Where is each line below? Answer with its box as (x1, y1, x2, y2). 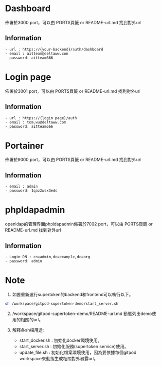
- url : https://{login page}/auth (5, 115, 77, 121)
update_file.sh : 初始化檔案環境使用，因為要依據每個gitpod (19, 349, 137, 355)
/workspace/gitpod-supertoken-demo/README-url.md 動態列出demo (12, 311, 152, 316)
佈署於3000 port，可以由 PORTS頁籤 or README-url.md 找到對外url (5, 19, 142, 25)
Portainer (5, 140, 44, 151)
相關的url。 (20, 316, 43, 322)
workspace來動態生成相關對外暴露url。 (19, 355, 98, 361)
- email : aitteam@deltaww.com (5, 51, 69, 56)
